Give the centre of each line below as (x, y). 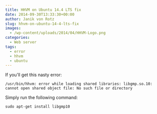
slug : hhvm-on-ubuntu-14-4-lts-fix (42, 24)
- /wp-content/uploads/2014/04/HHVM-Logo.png (58, 33)
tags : (11, 47)
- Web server (23, 42)
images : (13, 28)
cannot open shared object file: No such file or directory (69, 88)
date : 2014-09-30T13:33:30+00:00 (40, 14)
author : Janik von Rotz (30, 19)
